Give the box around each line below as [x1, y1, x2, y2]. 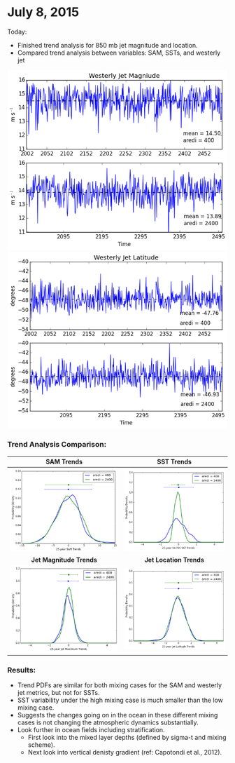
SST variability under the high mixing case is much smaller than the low [17, 696, 224, 705]
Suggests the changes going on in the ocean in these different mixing [17, 711, 218, 720]
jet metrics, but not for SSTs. [17, 689, 100, 697]
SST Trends [157, 457, 192, 466]
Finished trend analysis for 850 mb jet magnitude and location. [17, 41, 198, 49]
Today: [7, 27, 27, 36]
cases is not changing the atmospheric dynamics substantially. [17, 718, 199, 727]
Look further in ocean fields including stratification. [17, 726, 166, 734]
